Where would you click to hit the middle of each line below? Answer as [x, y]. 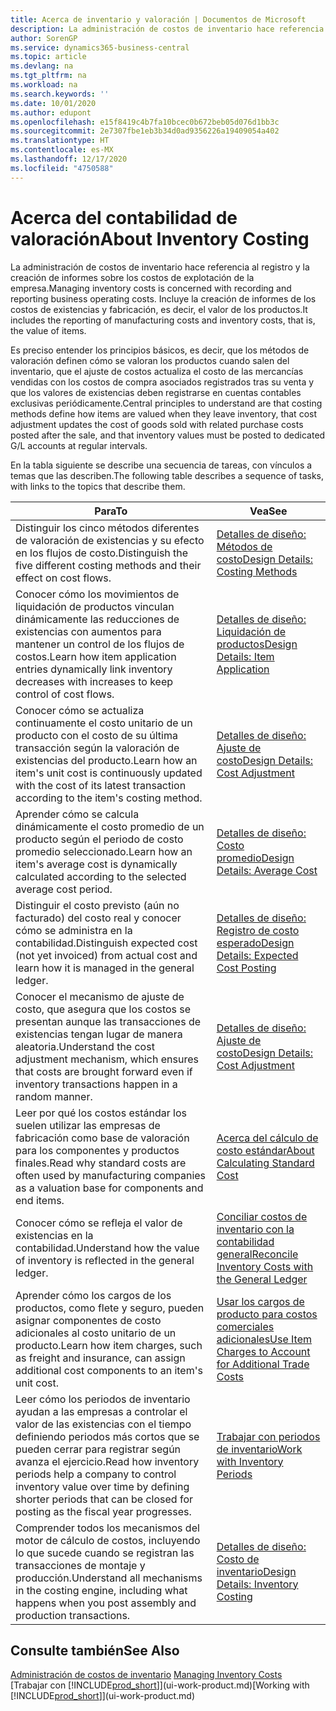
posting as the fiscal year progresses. [103, 1511]
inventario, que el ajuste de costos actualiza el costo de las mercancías [157, 371]
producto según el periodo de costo [99, 839]
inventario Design [256, 1571]
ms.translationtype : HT [60, 141]
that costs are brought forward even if [104, 1071]
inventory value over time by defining [102, 1486]
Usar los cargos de [260, 1301]
